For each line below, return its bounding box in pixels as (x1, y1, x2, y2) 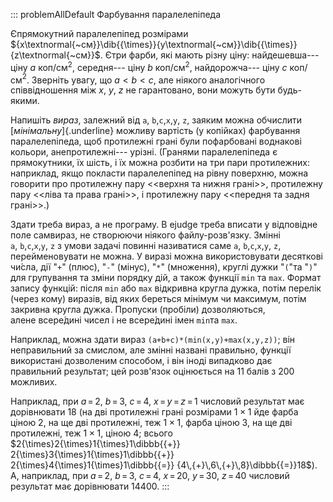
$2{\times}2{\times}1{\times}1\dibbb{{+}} (10, 438, 181, 450)
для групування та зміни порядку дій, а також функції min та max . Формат (10, 272, 322, 284)
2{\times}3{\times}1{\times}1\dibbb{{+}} (10, 449, 175, 461)
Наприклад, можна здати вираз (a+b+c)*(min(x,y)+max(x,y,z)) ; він (10, 334, 296, 346)
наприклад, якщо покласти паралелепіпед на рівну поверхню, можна (10, 167, 308, 179)
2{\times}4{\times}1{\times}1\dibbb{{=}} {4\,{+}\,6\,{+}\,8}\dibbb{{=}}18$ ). (10, 459, 318, 471)
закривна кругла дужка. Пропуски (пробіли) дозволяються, (10, 304, 266, 316)
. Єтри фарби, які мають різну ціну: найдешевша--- (99, 49, 320, 61)
